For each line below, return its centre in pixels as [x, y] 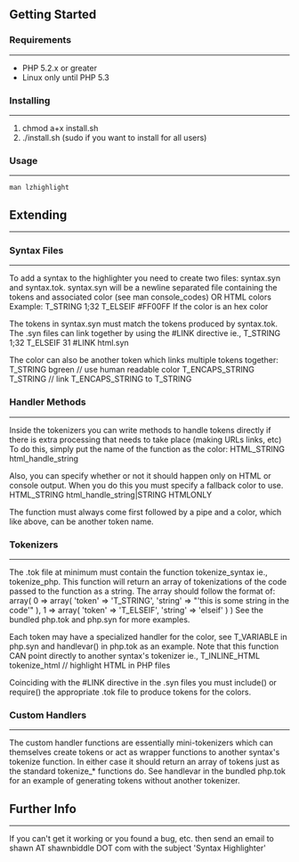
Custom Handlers [48, 715]
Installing [30, 100]
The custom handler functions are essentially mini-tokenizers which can [141, 743]
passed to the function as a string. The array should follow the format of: [142, 591]
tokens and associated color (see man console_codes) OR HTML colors [140, 297]
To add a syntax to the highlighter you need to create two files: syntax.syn [145, 278]
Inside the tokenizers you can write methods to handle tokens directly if [140, 430]
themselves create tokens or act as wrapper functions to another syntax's [145, 752]
